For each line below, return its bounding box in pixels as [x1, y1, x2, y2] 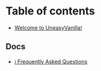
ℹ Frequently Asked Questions [14, 58, 88, 65]
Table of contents [5, 4, 96, 18]
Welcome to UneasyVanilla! [14, 24, 82, 31]
